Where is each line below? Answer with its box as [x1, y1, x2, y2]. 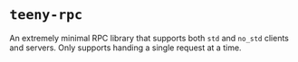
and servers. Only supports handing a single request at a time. [9, 42, 242, 53]
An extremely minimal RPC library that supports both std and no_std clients [9, 32, 290, 43]
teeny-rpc [9, 6, 83, 23]
